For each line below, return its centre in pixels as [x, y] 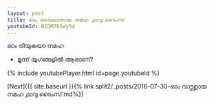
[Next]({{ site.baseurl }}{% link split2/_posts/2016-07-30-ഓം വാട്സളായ [107, 86]
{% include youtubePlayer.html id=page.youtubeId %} [84, 73]
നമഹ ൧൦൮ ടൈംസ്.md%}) [45, 94]
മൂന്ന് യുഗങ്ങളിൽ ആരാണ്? [55, 60]
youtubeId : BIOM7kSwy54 [41, 26]
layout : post [26, 13]
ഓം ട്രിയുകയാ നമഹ [35, 46]
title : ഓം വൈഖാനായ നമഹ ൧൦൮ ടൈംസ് [66, 20]
